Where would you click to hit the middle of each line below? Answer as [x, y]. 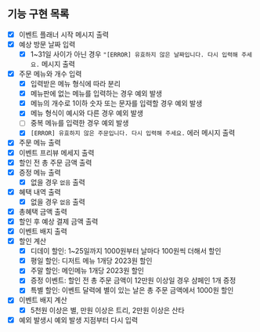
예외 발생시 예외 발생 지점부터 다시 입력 [78, 319]
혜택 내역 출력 [40, 192]
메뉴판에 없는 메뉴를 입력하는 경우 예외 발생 [96, 93]
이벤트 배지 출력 [43, 231]
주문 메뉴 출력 [40, 143]
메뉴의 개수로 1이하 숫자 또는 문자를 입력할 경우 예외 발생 [116, 104]
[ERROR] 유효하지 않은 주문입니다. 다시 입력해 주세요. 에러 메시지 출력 [133, 133]
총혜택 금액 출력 [43, 211]
